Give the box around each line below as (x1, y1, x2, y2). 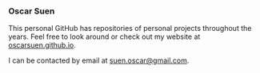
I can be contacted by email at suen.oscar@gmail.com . (8, 56, 190, 65)
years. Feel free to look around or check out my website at (8, 32, 201, 41)
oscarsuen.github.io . (8, 40, 76, 50)
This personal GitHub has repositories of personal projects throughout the (8, 24, 252, 33)
